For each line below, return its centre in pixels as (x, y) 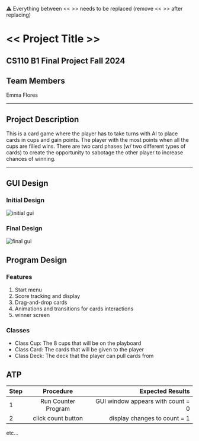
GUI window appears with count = (143, 401)
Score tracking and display (47, 296)
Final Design (24, 228)
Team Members (36, 80)
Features (19, 277)
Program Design (36, 260)
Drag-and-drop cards (41, 302)
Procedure (57, 391)
